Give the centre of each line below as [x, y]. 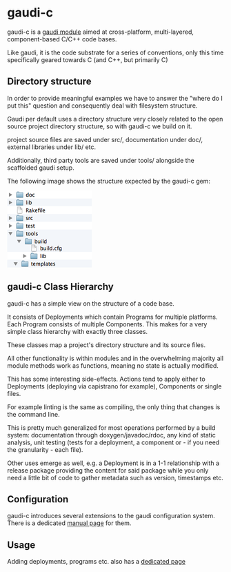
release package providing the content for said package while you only [108, 470]
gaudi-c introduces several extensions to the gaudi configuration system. [111, 516]
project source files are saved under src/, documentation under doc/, [105, 139]
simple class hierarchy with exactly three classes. [78, 331]
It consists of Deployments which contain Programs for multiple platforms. [113, 317]
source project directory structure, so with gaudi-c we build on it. [100, 126]
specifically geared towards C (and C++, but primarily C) [88, 59]
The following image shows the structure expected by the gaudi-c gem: [109, 181]
